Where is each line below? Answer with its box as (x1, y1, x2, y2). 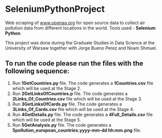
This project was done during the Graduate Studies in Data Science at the (5, 39, 155, 45)
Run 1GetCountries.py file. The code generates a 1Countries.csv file (12, 80, 154, 86)
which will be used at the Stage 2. (12, 85, 81, 91)
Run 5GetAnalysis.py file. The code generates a (12, 122, 112, 128)
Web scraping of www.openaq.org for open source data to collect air (5, 20, 145, 26)
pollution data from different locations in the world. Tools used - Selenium (5, 25, 156, 31)
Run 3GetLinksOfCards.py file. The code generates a (12, 101, 122, 107)
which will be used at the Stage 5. (12, 117, 81, 123)
